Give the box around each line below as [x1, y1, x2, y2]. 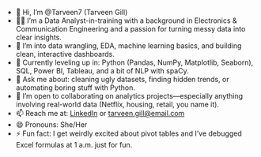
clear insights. [15, 32, 62, 42]
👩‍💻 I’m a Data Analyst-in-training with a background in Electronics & [15, 16, 237, 25]
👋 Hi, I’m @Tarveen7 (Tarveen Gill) [15, 8, 128, 17]
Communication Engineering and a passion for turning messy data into [15, 24, 246, 33]
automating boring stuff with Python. [15, 83, 136, 92]
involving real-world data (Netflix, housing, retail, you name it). [15, 99, 220, 109]
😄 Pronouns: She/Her [15, 120, 88, 129]
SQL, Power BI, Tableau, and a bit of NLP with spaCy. [15, 66, 189, 75]
